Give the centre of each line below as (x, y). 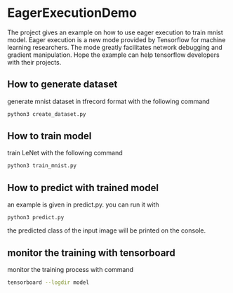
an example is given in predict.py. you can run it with (83, 204)
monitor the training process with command (71, 269)
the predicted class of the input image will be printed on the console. (107, 230)
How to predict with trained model (83, 188)
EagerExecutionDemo (72, 13)
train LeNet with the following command (65, 153)
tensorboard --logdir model (48, 282)
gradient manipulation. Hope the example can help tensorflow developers (113, 55)
